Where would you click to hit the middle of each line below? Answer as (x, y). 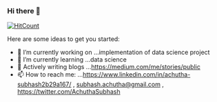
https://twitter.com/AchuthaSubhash (69, 92)
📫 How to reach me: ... (50, 75)
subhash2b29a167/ (44, 84)
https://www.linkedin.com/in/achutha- (136, 75)
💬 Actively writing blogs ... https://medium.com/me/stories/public (109, 67)
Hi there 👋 (24, 11)
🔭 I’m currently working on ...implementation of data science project (113, 52)
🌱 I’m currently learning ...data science (72, 60)
